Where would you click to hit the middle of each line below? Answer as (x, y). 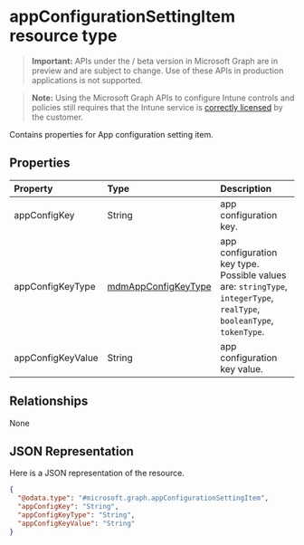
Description (246, 188)
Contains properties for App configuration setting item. (112, 134)
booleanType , (247, 320)
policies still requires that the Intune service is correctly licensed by (157, 107)
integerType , (247, 298)
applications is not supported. (87, 80)
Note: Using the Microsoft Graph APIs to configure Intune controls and (163, 98)
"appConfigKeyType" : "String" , (76, 515)
